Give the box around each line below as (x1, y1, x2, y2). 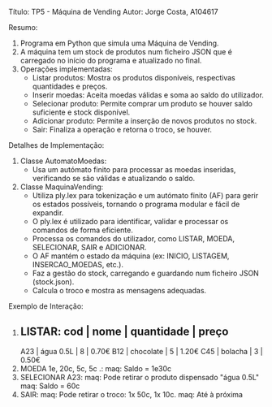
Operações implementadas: (19, 64, 114, 74)
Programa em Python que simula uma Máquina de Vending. (19, 38, 219, 48)
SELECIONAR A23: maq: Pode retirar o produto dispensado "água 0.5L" (19, 372, 260, 382)
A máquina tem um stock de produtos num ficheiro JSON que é (19, 47, 233, 56)
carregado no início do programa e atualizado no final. (19, 56, 202, 65)
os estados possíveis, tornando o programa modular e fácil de (32, 199, 240, 209)
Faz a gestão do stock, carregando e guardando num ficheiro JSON (32, 268, 260, 278)
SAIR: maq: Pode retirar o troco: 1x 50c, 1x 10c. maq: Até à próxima (19, 389, 244, 399)
